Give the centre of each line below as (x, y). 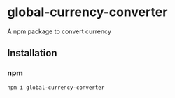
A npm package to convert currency (59, 31)
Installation (32, 53)
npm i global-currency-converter (56, 88)
